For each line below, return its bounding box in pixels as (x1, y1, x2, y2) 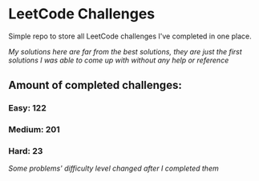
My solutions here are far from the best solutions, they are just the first (8, 46, 242, 56)
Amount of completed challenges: (8, 78, 182, 92)
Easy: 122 (8, 103, 47, 114)
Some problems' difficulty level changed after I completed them (8, 163, 219, 173)
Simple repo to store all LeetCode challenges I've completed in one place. (8, 31, 252, 41)
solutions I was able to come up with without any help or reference (8, 55, 229, 65)
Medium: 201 (8, 124, 60, 135)
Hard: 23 (8, 146, 43, 157)
